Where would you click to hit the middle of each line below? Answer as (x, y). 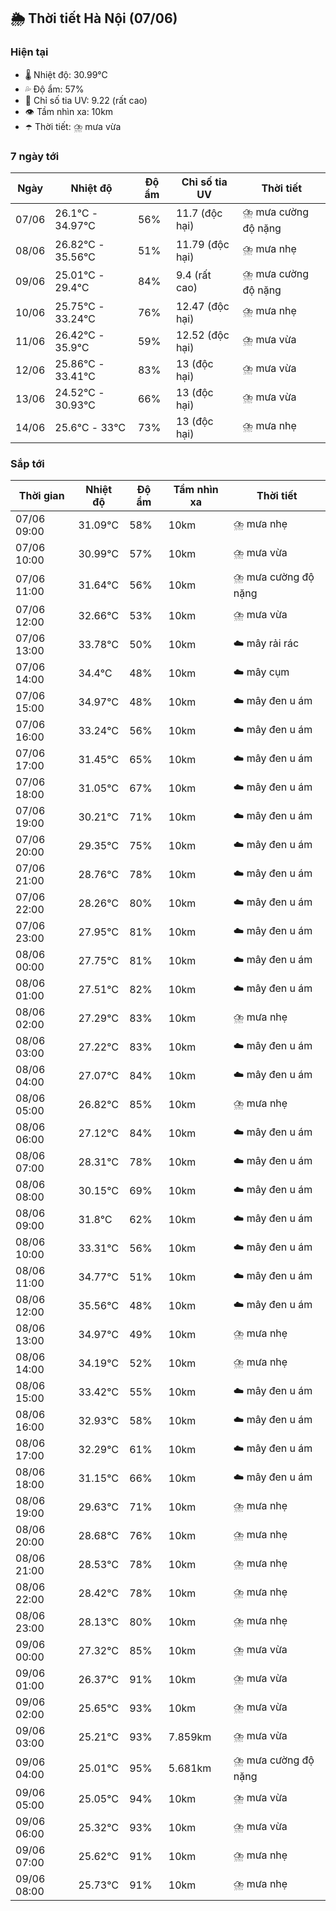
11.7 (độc (199, 213)
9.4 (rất (193, 275)
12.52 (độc (202, 335)
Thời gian (41, 496)
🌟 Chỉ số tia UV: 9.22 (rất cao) (86, 100)
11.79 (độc (202, 244)
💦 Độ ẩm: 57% (54, 89)
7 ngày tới (35, 156)
